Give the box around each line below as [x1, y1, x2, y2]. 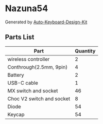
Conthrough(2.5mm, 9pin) [7, 64, 68, 71]
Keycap [7, 111, 25, 118]
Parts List [5, 33, 34, 41]
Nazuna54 [5, 3, 49, 14]
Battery [7, 71, 24, 78]
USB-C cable [7, 79, 38, 86]
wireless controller [7, 55, 50, 62]
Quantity [74, 47, 96, 54]
